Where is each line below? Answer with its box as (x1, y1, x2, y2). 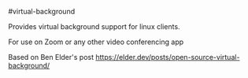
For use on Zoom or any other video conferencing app (8, 37, 184, 46)
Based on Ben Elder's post (8, 53, 94, 61)
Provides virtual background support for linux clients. (8, 22, 180, 31)
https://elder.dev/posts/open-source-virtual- (95, 53, 240, 61)
